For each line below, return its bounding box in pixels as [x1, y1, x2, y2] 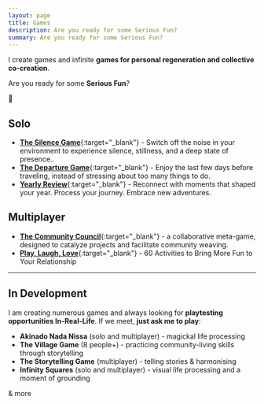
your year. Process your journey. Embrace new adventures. [19, 188, 212, 198]
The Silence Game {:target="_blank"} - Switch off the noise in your [19, 138, 236, 147]
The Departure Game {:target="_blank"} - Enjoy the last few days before [19, 163, 254, 172]
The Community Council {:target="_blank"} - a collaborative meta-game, [19, 232, 256, 241]
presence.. [19, 154, 55, 164]
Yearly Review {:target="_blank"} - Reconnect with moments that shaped [19, 180, 256, 189]
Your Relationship [19, 257, 77, 266]
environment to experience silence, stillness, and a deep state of [19, 146, 229, 156]
